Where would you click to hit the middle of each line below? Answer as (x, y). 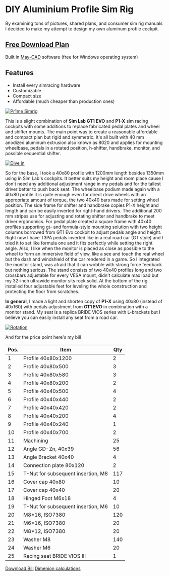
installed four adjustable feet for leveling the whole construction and (76, 286)
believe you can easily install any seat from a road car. (62, 317)
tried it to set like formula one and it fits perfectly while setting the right (79, 243)
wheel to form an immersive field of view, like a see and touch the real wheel (85, 254)
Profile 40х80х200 (46, 383)
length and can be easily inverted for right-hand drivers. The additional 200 (84, 210)
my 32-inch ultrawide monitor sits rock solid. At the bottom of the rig (76, 280)
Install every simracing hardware (46, 85)
